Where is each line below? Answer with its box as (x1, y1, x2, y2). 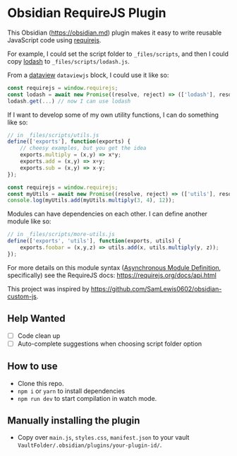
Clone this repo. (17, 379, 64, 387)
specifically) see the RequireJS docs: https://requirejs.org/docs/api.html (7, 271, 217, 279)
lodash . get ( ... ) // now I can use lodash (7, 98, 131, 105)
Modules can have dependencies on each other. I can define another (7, 210, 208, 218)
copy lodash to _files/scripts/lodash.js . (7, 57, 130, 65)
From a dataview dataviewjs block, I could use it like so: (7, 71, 169, 79)
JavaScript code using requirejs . (7, 35, 102, 44)
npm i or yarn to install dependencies (17, 387, 126, 395)
